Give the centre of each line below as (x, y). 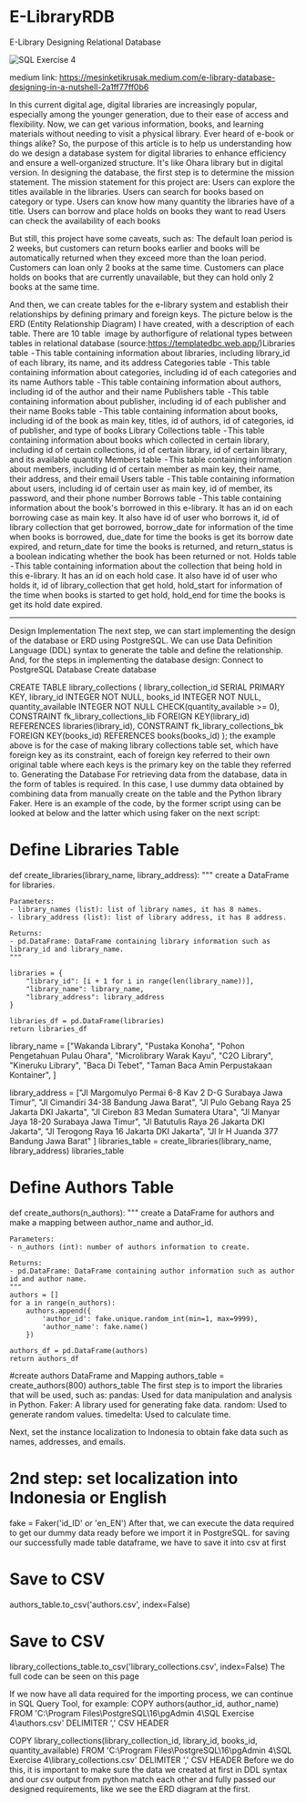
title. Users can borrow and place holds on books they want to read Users (148, 210)
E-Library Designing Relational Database (85, 42)
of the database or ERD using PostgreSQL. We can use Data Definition (141, 640)
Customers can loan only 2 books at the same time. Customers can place (147, 267)
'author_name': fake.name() (95, 1327)
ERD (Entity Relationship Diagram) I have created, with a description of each (152, 323)
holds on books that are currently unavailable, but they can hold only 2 (142, 277)
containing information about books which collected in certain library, (140, 440)
